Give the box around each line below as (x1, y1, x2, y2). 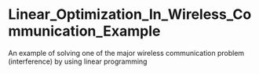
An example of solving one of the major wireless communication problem (8, 48, 245, 57)
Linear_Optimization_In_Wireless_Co (8, 6, 252, 24)
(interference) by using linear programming (8, 57, 148, 66)
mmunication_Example (8, 22, 161, 40)
